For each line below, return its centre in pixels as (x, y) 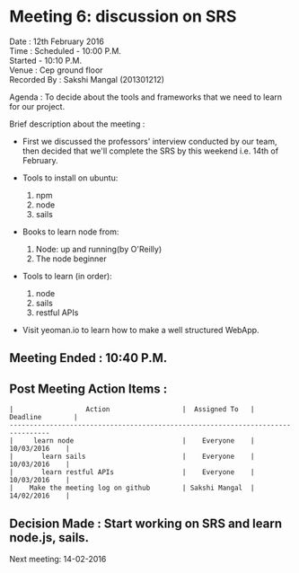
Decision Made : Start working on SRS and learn (146, 523)
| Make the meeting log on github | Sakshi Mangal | (132, 488)
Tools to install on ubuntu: (70, 178)
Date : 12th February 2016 (57, 41)
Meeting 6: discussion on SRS (123, 17)
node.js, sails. (49, 538)
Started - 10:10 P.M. (46, 60)
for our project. (37, 106)
